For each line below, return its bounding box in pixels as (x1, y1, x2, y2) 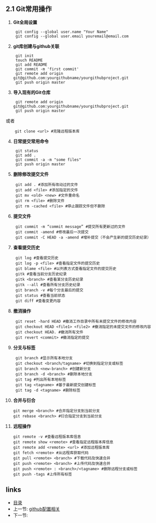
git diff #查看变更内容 (15, 298, 61, 303)
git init (15, 53, 34, 58)
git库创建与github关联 (13, 43, 60, 49)
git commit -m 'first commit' (15, 66, 79, 72)
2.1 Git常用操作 (6, 5, 52, 14)
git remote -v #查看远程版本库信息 (13, 434, 81, 439)
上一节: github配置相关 (13, 506, 60, 512)
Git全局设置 (13, 19, 37, 25)
